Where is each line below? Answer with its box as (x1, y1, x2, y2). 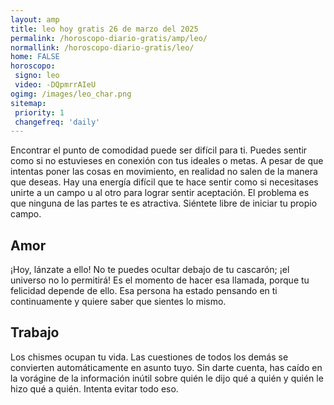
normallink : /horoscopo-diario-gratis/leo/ (10, 42, 195, 53)
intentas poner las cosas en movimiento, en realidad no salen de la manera (10, 166, 318, 178)
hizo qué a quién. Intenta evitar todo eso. (10, 382, 179, 395)
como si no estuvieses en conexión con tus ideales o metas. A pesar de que (10, 155, 324, 167)
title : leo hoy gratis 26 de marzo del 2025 (10, 24, 199, 34)
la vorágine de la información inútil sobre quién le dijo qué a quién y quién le (10, 372, 324, 384)
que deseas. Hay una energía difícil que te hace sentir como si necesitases (10, 176, 319, 188)
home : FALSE (10, 52, 60, 62)
